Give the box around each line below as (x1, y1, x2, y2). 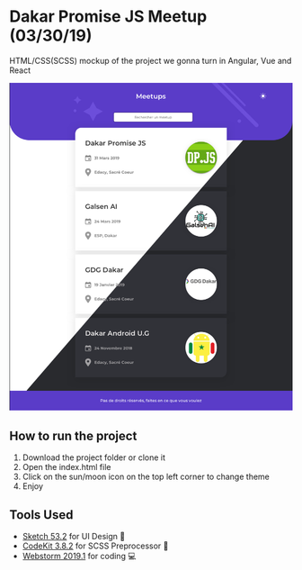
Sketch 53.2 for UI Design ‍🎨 (22, 531, 126, 542)
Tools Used (9, 507, 74, 522)
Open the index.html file (22, 462, 111, 473)
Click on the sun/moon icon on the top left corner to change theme (22, 471, 270, 483)
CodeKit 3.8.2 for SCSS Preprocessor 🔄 (22, 540, 169, 551)
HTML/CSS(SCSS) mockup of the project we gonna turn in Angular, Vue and (9, 55, 292, 66)
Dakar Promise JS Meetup (9, 6, 208, 27)
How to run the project (9, 428, 138, 443)
